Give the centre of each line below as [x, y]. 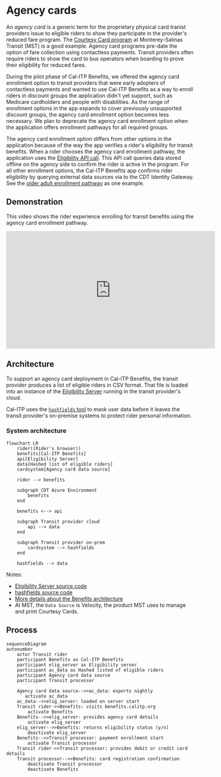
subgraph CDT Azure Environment [57, 490]
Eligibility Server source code [51, 586]
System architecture [36, 431]
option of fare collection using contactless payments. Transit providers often [100, 52]
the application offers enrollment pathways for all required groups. [87, 127]
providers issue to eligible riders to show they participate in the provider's [97, 33]
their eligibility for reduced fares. [46, 65]
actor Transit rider [42, 654]
